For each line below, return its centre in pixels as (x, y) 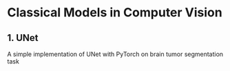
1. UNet (23, 38)
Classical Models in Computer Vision (115, 13)
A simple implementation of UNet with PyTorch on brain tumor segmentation (115, 54)
